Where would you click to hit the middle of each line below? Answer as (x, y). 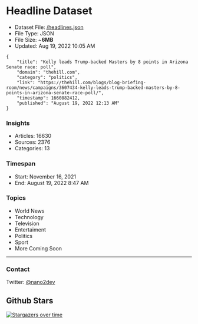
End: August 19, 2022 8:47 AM (52, 183)
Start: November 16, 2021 (45, 176)
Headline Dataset (49, 11)
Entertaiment (30, 229)
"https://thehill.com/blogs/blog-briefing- (92, 82)
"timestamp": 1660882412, (49, 98)
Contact (18, 269)
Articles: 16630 (33, 136)
